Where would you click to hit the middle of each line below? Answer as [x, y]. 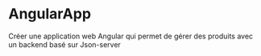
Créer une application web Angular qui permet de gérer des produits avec [131, 36]
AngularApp [50, 14]
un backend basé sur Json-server [64, 44]
